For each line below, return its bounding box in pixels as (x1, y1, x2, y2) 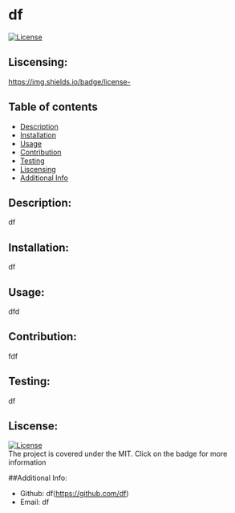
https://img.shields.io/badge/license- (8, 76, 131, 86)
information (8, 458, 47, 467)
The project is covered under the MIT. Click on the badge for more (8, 449, 228, 459)
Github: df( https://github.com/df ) (19, 489, 129, 499)
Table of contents (8, 101, 98, 114)
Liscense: (8, 420, 59, 433)
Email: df (19, 497, 50, 507)
